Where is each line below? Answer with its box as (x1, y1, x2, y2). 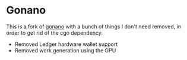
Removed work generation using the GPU (14, 46, 116, 54)
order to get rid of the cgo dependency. (6, 29, 103, 36)
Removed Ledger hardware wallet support (14, 41, 118, 48)
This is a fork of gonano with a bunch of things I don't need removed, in (6, 23, 182, 30)
